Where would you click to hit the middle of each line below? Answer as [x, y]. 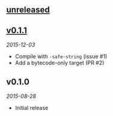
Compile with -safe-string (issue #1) [61, 56]
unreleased [28, 10]
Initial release [31, 108]
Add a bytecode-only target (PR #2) [60, 63]
